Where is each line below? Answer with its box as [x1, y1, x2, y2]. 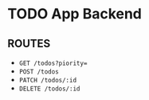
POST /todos [18, 68, 59, 76]
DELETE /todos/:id [18, 85, 80, 93]
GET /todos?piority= [18, 59, 88, 67]
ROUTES [7, 37, 51, 50]
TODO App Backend [7, 5, 143, 23]
